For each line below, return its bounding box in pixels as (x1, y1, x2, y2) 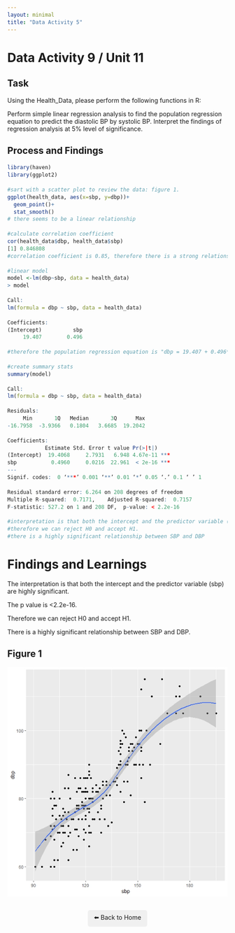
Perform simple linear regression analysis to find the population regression (7, 109, 222, 118)
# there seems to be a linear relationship (7, 215, 136, 223)
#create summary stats (7, 363, 73, 370)
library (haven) (7, 164, 52, 171)
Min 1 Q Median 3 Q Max (22, 415, 145, 422)
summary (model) (7, 371, 52, 378)
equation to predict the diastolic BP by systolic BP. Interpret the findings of (7, 117, 222, 125)
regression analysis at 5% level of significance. (7, 124, 143, 133)
